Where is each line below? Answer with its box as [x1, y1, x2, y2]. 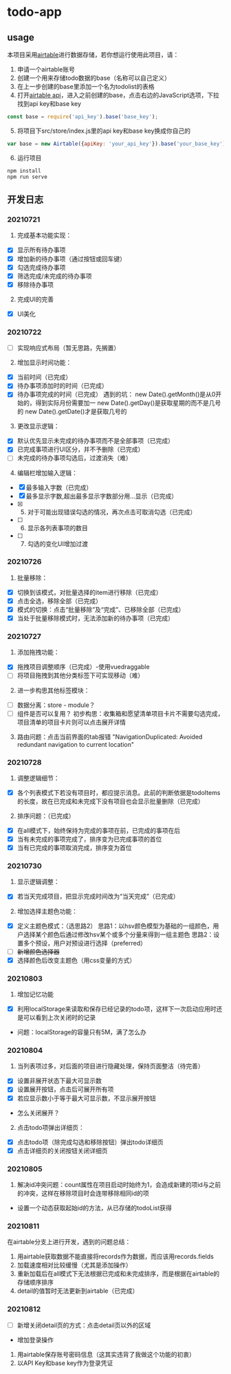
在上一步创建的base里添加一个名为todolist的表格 [16, 83, 155, 90]
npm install [7, 167, 41, 174]
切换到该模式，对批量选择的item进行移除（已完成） [16, 588, 163, 596]
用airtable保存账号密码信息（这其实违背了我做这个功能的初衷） [16, 1350, 196, 1358]
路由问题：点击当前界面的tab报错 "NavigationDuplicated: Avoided [16, 732, 203, 741]
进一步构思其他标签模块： [16, 686, 90, 695]
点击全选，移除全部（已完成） [16, 596, 102, 605]
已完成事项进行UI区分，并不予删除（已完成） [16, 445, 144, 454]
